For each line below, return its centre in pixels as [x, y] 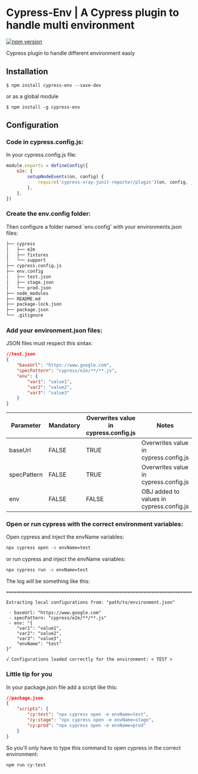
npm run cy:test [26, 765]
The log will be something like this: [48, 581]
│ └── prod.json [29, 288]
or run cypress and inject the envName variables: [66, 559]
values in [154, 499]
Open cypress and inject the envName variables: [65, 537]
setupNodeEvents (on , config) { [66, 177]
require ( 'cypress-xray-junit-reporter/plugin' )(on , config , [113, 182]
